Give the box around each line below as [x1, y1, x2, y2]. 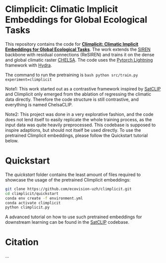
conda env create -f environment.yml [5, 195, 83, 201]
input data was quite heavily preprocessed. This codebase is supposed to [5, 122, 156, 128]
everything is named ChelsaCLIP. [5, 101, 73, 107]
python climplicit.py [5, 205, 50, 210]
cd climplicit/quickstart [5, 191, 58, 196]
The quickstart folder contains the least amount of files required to [5, 172, 141, 177]
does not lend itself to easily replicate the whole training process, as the [5, 116, 152, 122]
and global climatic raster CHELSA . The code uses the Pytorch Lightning [5, 57, 153, 63]
